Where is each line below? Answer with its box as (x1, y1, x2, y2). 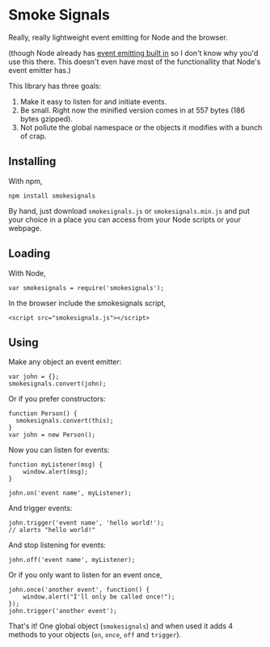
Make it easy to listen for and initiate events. (19, 96, 167, 106)
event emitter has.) (8, 65, 71, 74)
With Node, (8, 268, 46, 278)
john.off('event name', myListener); (8, 556, 136, 564)
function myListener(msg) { (8, 461, 103, 469)
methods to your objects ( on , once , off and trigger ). (8, 630, 182, 640)
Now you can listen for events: (8, 445, 110, 455)
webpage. (8, 223, 42, 232)
